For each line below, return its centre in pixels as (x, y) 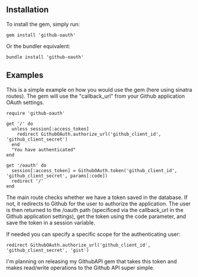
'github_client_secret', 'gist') (48, 250)
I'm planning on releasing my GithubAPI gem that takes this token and (92, 261)
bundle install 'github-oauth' (45, 57)
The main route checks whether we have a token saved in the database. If (97, 197)
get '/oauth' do (26, 165)
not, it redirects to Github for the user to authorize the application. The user (98, 203)
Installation (27, 10)
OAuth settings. (25, 102)
